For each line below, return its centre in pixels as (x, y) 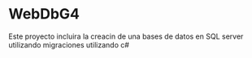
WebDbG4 (44, 14)
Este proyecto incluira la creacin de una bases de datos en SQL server (126, 36)
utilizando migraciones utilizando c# (69, 44)
